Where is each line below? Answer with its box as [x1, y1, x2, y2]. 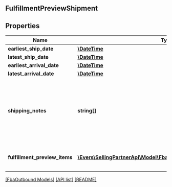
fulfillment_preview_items [8, 154, 73, 161]
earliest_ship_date [8, 45, 54, 53]
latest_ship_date [8, 54, 49, 61]
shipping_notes [8, 107, 47, 114]
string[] [77, 107, 96, 114]
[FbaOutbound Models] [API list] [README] [5, 176, 97, 183]
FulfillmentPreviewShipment [5, 4, 98, 13]
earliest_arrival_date [8, 62, 59, 69]
